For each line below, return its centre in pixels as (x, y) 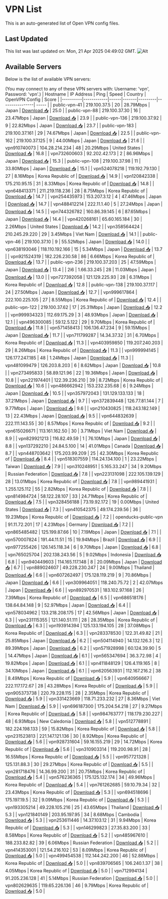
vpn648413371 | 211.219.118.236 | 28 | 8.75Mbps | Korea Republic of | (76, 191)
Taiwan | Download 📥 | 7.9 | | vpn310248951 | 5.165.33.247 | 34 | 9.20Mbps (83, 466)
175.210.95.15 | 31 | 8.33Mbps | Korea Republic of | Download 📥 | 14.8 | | (80, 183)
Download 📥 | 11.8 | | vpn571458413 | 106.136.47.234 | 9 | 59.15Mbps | (77, 327)
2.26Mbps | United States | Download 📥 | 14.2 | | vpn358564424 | (74, 227)
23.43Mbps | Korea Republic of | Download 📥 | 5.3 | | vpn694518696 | (78, 792)
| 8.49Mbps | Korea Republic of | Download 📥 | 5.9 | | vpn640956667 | (78, 678)
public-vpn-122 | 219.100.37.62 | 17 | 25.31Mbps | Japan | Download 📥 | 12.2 (84, 307)
